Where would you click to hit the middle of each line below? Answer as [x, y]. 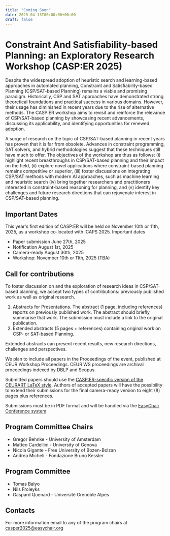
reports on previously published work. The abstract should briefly [81, 312]
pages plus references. [29, 396]
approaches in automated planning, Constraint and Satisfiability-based [79, 86]
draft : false [19, 19]
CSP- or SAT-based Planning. [43, 334]
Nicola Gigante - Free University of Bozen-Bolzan [64, 450]
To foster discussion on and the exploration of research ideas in [72, 286]
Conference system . [26, 411]
